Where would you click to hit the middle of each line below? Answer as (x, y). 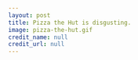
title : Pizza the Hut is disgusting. (70, 23)
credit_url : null (36, 44)
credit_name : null (38, 37)
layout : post (29, 15)
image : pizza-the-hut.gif (50, 30)
